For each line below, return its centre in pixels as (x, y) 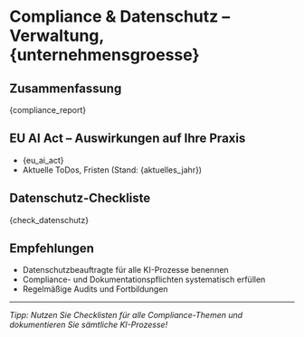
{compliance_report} (48, 110)
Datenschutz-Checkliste (80, 198)
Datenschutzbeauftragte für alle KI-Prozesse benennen (125, 270)
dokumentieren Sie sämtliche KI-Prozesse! (89, 325)
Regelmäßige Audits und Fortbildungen (95, 289)
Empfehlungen (52, 249)
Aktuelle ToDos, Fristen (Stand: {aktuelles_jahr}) (112, 170)
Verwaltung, (57, 36)
